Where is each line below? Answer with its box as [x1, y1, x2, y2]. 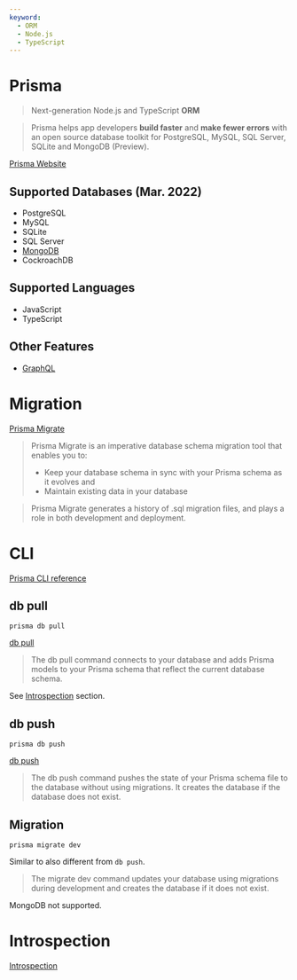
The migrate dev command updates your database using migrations [30, 873, 279, 883]
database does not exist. [30, 791, 121, 803]
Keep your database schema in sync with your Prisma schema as [43, 466, 283, 477]
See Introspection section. [9, 691, 106, 702]
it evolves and [43, 476, 96, 487]
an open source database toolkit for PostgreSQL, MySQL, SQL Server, [30, 132, 286, 143]
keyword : [9, 12, 42, 22]
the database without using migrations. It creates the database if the [30, 782, 281, 793]
